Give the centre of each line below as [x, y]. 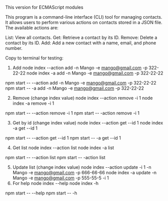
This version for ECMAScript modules [44, 7]
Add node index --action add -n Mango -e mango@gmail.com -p [80, 68]
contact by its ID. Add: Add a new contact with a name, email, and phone [81, 43]
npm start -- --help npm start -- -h [41, 193]
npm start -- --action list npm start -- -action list [55, 157]
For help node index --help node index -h [55, 183]
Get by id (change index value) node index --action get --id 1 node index [88, 123]
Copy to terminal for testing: [34, 58]
